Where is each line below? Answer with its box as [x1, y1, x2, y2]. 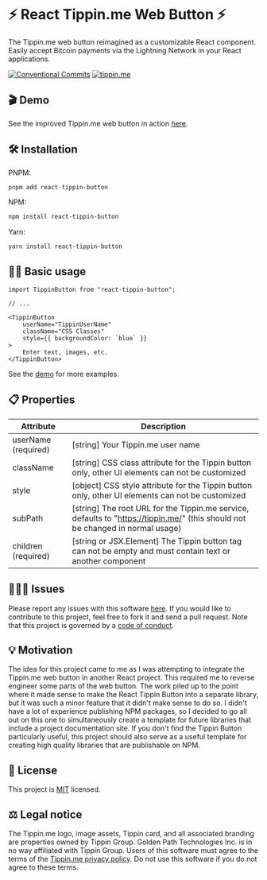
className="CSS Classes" [22, 328, 105, 335]
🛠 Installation [8, 143, 78, 157]
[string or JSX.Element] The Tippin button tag [72, 535, 242, 546]
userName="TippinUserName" [22, 320, 112, 328]
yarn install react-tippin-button [8, 242, 123, 250]
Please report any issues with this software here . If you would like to [8, 603, 232, 613]
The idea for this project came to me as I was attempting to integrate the [8, 665, 245, 674]
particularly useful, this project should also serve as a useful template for [8, 732, 247, 742]
